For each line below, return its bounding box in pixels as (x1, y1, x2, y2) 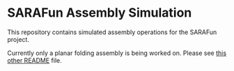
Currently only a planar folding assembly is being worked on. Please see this (7, 49, 227, 57)
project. (7, 35, 30, 43)
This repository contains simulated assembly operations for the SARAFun (7, 28, 217, 36)
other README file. (7, 56, 62, 64)
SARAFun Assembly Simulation (7, 5, 192, 21)
